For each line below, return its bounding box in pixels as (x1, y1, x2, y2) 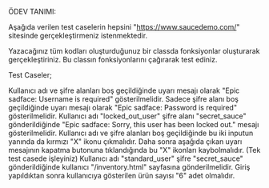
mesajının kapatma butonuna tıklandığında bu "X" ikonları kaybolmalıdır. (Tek (8, 146, 261, 154)
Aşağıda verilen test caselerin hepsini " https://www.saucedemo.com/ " (8, 22, 240, 31)
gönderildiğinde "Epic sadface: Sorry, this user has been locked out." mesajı (8, 120, 259, 129)
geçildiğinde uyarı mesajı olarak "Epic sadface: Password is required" (8, 103, 238, 112)
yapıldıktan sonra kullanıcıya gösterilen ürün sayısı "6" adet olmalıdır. (8, 171, 235, 180)
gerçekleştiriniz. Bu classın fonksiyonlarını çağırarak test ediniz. (8, 55, 218, 64)
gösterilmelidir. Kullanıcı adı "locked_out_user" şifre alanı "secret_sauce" (8, 111, 247, 121)
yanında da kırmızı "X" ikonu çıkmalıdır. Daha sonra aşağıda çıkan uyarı (8, 137, 243, 146)
